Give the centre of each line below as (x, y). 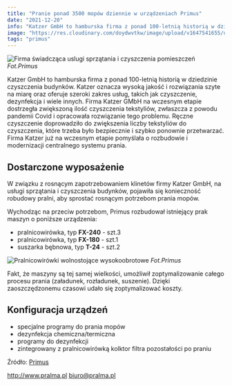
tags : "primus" (29, 39)
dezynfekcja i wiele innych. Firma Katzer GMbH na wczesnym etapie (105, 101)
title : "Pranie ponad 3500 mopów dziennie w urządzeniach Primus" (105, 13)
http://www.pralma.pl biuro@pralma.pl (61, 375)
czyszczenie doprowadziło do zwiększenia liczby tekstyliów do (97, 123)
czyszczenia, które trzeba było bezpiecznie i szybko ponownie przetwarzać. (116, 131)
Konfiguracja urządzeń (58, 310)
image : (17, 33)
